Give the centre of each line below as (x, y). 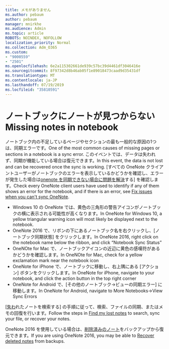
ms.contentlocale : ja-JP (31, 80)
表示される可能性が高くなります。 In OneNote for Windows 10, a (96, 214)
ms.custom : (17, 52)
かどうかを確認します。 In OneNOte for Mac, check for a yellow (77, 255)
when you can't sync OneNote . (37, 197)
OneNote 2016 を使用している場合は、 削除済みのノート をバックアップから (82, 329)
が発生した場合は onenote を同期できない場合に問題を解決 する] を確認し (80, 180)
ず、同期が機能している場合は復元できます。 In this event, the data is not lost (84, 161)
